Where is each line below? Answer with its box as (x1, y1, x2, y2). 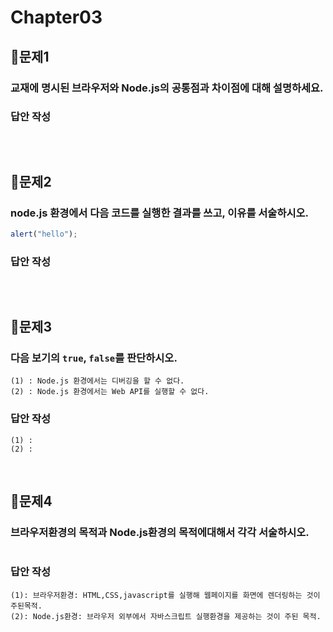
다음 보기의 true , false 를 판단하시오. (10, 351, 178, 365)
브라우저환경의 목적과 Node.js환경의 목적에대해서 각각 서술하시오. (10, 525, 310, 539)
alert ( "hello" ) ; (10, 229, 78, 240)
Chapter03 (10, 6, 103, 29)
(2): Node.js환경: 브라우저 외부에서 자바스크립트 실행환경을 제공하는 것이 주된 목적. (10, 611, 322, 621)
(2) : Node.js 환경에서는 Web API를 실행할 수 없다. (10, 387, 210, 397)
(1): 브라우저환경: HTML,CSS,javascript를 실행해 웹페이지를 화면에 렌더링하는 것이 (10, 590, 321, 600)
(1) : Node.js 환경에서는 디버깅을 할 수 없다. (10, 376, 185, 386)
